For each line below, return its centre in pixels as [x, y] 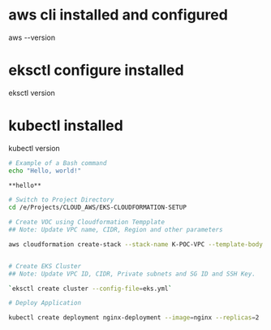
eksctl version [32, 93]
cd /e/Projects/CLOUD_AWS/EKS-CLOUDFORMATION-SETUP [97, 208]
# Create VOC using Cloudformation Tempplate [86, 222]
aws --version [32, 37]
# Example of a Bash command [58, 163]
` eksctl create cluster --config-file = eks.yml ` [90, 289]
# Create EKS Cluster [45, 266]
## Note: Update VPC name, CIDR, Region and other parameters [116, 230]
